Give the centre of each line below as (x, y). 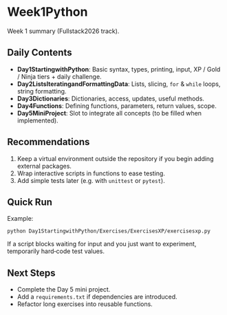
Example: (20, 219)
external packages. (44, 166)
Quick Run (30, 202)
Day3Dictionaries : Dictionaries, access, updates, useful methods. (111, 98)
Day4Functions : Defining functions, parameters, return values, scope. (117, 106)
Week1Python (47, 12)
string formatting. (42, 91)
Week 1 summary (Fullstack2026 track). (63, 31)
